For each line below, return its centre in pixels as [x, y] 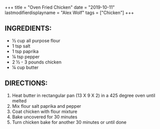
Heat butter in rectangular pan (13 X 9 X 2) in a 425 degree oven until [84, 95]
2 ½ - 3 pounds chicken [36, 62]
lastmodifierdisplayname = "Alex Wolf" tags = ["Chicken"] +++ [69, 13]
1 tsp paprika [25, 51]
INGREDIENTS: [28, 28]
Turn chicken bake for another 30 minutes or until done [69, 122]
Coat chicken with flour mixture [45, 111]
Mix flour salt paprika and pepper [47, 106]
